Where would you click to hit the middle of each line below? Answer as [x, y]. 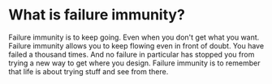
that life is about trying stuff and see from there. [89, 71]
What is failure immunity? [97, 15]
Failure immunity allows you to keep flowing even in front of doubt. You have [136, 45]
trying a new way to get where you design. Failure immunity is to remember [134, 63]
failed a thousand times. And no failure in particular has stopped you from [132, 54]
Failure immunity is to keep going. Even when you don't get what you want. [134, 37]
